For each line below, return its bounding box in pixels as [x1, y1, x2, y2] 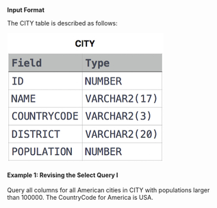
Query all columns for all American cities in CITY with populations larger [7, 186, 210, 194]
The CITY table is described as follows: [7, 19, 118, 27]
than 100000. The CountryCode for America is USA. [7, 194, 154, 202]
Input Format [7, 6, 44, 14]
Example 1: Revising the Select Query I [7, 171, 118, 179]
